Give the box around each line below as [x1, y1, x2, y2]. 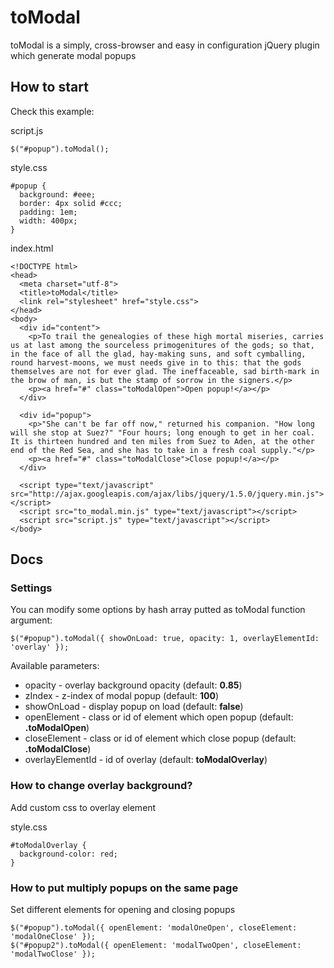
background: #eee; [19, 189, 97, 200]
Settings [10, 581, 53, 595]
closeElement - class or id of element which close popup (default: [24, 732, 297, 745]
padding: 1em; [19, 207, 78, 217]
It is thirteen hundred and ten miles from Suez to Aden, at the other [10, 436, 315, 446]
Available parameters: [10, 660, 100, 672]
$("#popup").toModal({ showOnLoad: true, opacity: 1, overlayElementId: [10, 634, 320, 644]
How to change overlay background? [10, 779, 193, 793]
